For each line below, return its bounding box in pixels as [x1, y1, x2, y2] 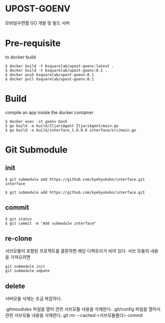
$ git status [5, 216, 32, 221]
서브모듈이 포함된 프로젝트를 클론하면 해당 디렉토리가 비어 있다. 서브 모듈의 [5, 248, 150, 254]
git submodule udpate [5, 269, 50, 273]
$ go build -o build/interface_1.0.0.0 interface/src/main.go [5, 127, 136, 133]
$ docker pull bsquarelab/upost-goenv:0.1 [5, 76, 94, 82]
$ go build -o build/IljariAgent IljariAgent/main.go [5, 123, 119, 128]
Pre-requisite [5, 38, 61, 49]
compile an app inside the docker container [5, 109, 94, 115]
